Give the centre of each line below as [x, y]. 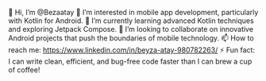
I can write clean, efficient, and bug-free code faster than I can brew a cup [130, 61]
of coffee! [24, 70]
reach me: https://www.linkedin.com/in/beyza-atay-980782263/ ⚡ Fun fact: [132, 50]
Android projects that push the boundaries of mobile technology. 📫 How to [131, 38]
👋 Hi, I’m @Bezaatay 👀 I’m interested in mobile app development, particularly [133, 12]
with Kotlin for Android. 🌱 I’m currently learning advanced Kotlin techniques [131, 21]
